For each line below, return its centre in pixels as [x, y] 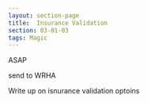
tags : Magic [28, 38]
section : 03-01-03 [38, 30]
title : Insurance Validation [58, 23]
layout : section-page [44, 15]
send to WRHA [32, 75]
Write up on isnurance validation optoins [74, 91]
